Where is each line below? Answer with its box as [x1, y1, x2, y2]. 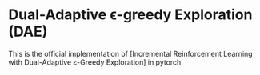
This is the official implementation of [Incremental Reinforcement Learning [8, 49, 254, 58]
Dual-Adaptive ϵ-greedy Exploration [8, 6, 253, 24]
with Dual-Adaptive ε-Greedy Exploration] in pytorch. [8, 57, 184, 67]
